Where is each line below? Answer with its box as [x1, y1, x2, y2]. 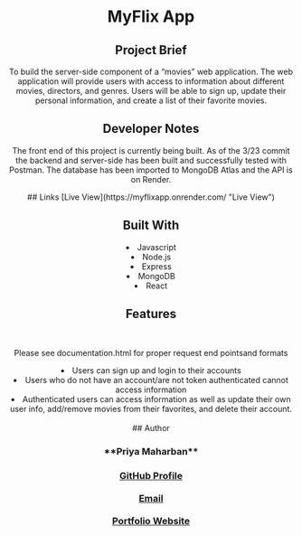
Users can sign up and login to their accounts [71, 365, 241, 376]
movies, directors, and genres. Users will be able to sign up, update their [15, 86, 287, 96]
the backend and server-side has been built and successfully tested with [15, 155, 287, 165]
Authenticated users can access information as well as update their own [22, 394, 291, 405]
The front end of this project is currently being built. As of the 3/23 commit [12, 145, 290, 155]
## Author [131, 423, 171, 434]
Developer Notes [102, 121, 200, 136]
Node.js [142, 251, 172, 262]
